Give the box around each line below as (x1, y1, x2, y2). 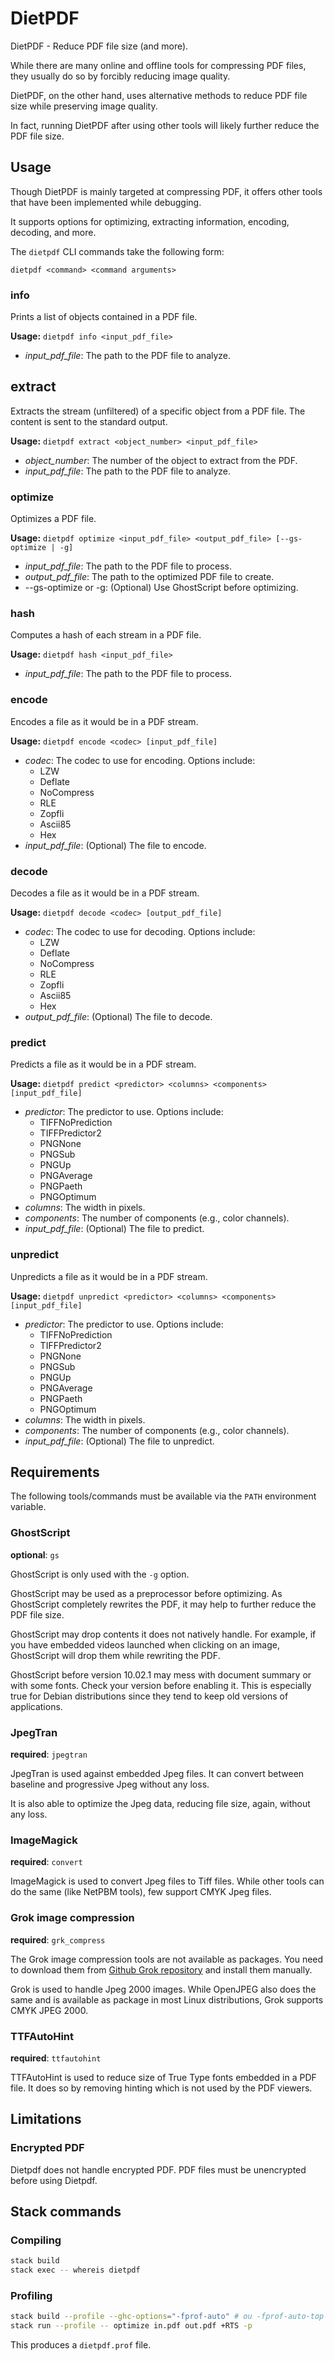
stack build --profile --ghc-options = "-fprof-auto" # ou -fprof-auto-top (10, 2312, 325, 2322)
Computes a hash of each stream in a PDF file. (10, 629, 202, 641)
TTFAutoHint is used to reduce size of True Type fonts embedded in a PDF (10, 2071, 317, 2083)
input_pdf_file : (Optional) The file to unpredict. (24, 1435, 215, 1447)
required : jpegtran (10, 1748, 88, 1761)
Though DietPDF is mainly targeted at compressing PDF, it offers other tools (10, 185, 323, 197)
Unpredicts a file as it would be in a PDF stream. (10, 1270, 208, 1282)
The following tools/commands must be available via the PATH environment (10, 1490, 317, 1502)
